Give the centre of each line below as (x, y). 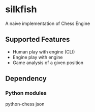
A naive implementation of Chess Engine (48, 23)
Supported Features (38, 39)
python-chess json (25, 104)
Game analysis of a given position (48, 63)
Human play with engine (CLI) (44, 51)
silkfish (21, 9)
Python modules (26, 93)
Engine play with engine (38, 57)
